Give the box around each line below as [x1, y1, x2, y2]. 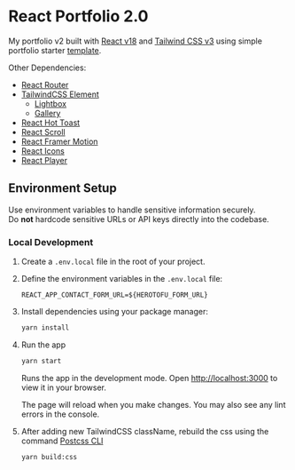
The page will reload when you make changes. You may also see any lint [20, 399, 286, 410]
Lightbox [34, 98, 67, 108]
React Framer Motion [20, 136, 98, 147]
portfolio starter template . [8, 44, 102, 55]
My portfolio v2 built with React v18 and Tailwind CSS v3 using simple [8, 36, 263, 46]
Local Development [8, 235, 94, 248]
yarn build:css [20, 452, 78, 461]
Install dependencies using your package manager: [20, 307, 209, 317]
